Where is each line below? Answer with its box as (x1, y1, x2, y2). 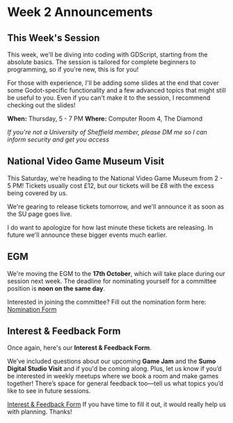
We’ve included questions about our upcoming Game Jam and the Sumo (7, 357, 216, 366)
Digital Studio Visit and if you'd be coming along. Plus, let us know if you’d (7, 364, 222, 373)
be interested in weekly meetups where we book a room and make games (7, 372, 219, 380)
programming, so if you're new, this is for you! (7, 66, 139, 73)
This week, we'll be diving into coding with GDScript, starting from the (7, 50, 208, 59)
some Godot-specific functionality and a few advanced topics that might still (7, 86, 226, 94)
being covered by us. (7, 189, 68, 197)
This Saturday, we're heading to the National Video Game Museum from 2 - (7, 174, 223, 182)
